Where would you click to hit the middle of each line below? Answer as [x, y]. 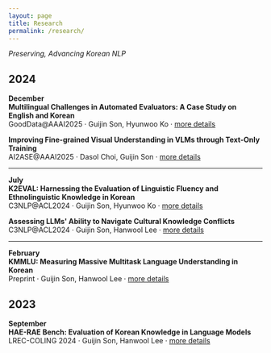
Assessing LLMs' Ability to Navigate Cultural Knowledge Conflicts [122, 222]
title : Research [35, 23]
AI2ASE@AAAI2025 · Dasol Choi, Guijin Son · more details [105, 157]
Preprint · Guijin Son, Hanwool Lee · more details [89, 279]
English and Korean [42, 116]
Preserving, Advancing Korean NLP [67, 54]
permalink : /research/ [46, 31]
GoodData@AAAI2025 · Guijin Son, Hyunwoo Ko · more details [112, 124]
